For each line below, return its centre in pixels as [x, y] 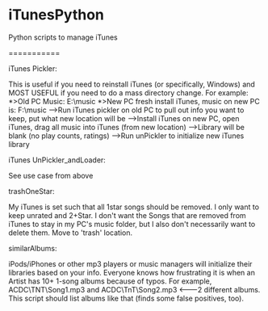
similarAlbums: [33, 248]
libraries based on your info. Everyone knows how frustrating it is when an [132, 272]
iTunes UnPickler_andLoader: [57, 160]
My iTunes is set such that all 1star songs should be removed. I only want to [134, 207]
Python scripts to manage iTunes [63, 37]
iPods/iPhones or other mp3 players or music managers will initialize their [130, 263]
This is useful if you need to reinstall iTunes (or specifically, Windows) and [132, 84]
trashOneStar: [31, 191]
